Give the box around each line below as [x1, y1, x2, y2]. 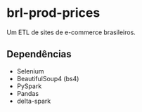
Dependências [6, 48, 72, 60]
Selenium [16, 66, 44, 75]
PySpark [16, 82, 42, 90]
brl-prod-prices [6, 5, 101, 21]
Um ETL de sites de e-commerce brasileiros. [6, 28, 136, 36]
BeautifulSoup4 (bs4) [16, 74, 79, 83]
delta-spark [16, 97, 51, 105]
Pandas [16, 89, 39, 97]
